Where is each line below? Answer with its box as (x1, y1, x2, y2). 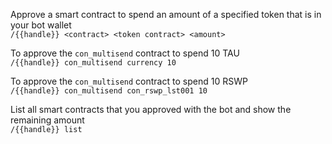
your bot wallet (10, 19, 72, 31)
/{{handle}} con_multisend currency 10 (10, 58, 177, 68)
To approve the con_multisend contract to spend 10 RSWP (10, 75, 248, 87)
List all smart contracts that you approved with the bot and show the (10, 104, 292, 115)
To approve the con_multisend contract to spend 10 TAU (10, 47, 240, 59)
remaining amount (10, 114, 85, 126)
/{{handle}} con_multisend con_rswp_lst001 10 (10, 86, 208, 96)
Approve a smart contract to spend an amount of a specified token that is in (10, 9, 322, 20)
